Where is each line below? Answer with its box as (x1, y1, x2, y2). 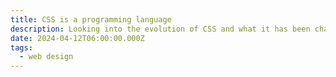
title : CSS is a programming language (10, 14, 172, 25)
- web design (19, 52, 74, 62)
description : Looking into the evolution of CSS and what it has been (10, 24, 311, 34)
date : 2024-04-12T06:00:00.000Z (10, 33, 145, 43)
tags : (10, 42, 33, 53)
